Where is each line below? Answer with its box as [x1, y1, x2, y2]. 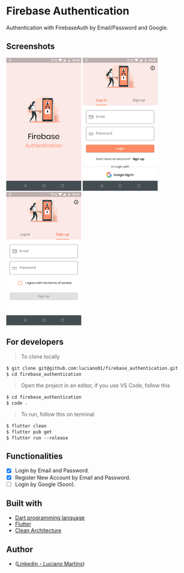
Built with [6, 499, 43, 509]
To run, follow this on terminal [20, 411, 95, 418]
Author [6, 544, 33, 554]
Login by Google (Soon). [14, 481, 76, 488]
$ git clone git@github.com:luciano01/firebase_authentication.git [6, 365, 179, 371]
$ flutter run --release [6, 435, 68, 441]
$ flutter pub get [6, 429, 52, 435]
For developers [6, 337, 64, 347]
